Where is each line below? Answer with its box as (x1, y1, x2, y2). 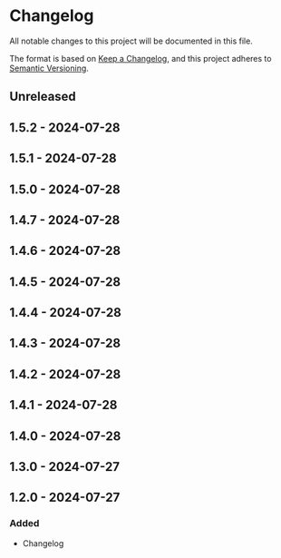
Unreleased (9, 89, 77, 104)
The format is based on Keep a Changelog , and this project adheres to (9, 53, 272, 64)
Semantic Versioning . (9, 63, 89, 73)
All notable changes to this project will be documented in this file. (9, 35, 254, 46)
